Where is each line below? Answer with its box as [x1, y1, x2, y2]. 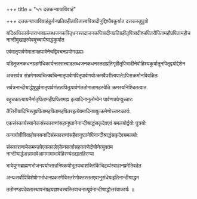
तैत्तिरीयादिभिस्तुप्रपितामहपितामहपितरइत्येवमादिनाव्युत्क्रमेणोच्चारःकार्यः [6, 108, 130, 114]
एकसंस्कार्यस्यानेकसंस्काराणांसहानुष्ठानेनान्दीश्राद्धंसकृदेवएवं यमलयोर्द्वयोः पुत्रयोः [6, 120, 146, 126]
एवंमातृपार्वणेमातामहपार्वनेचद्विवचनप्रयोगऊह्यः [6, 48, 84, 55]
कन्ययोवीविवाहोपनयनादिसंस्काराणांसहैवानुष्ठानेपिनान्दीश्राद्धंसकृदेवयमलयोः [6, 132, 138, 138]
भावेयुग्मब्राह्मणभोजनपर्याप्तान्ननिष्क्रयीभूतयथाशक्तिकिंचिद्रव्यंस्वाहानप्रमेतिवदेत [6, 162, 141, 169]
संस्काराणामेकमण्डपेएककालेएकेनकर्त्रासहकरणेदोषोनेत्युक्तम [6, 144, 113, 150]
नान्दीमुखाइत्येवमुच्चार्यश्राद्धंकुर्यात [6, 36, 64, 43]
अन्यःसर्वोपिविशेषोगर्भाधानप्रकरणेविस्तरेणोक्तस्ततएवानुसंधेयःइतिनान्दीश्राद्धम [6, 174, 139, 181]
